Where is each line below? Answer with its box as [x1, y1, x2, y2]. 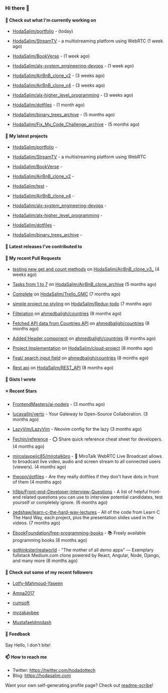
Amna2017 [12, 590, 35, 596]
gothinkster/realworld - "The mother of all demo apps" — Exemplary [12, 546, 154, 553]
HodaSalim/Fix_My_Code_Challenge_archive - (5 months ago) [12, 121, 140, 127]
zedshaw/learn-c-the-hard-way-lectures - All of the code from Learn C [12, 509, 160, 515]
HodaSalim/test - [12, 183, 48, 189]
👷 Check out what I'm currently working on [5, 17, 96, 23]
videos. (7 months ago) [12, 520, 61, 526]
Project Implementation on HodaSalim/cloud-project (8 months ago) [12, 345, 153, 352]
